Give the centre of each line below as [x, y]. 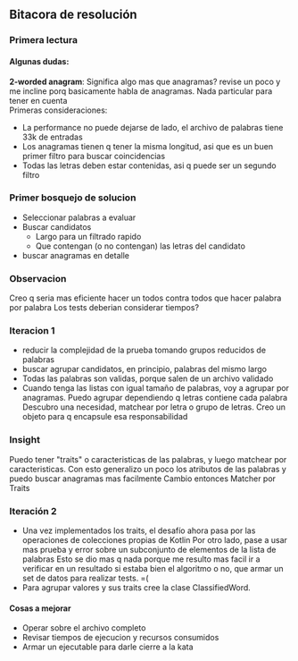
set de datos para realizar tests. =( [85, 578]
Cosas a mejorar [40, 608]
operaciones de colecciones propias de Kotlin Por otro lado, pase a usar [155, 540]
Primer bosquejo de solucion [73, 198]
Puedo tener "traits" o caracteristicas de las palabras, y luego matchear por [148, 459]
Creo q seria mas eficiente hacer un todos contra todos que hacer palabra [145, 298]
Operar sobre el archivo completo [84, 628]
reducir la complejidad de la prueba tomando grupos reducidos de [144, 350]
